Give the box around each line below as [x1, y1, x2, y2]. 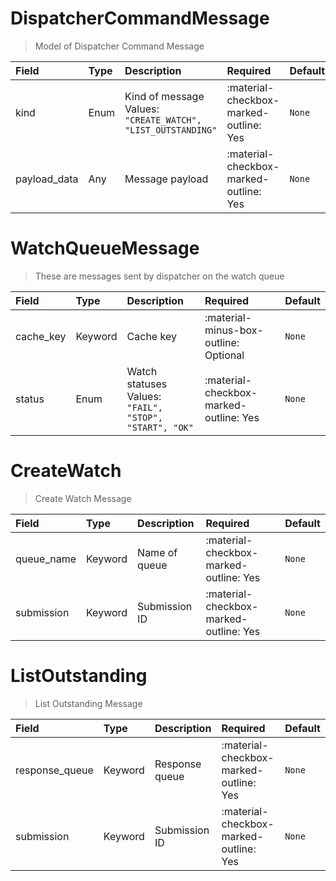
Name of [137, 545, 178, 559]
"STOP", [126, 412, 163, 423]
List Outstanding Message [34, 697, 143, 709]
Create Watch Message [34, 492, 132, 504]
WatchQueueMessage [10, 237, 200, 260]
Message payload [124, 172, 209, 186]
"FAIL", [126, 402, 163, 413]
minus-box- [204, 323, 264, 337]
